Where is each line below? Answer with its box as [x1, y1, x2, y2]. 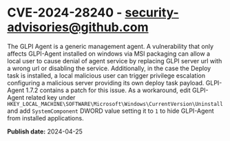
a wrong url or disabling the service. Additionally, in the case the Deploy [7, 64, 211, 72]
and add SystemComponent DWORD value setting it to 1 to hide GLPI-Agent [7, 107, 215, 115]
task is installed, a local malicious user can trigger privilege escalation [7, 71, 205, 80]
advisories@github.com [7, 19, 149, 35]
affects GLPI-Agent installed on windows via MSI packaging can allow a [7, 50, 211, 58]
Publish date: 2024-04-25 [7, 127, 83, 135]
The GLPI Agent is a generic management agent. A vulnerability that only [7, 42, 214, 50]
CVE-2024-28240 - [7, 5, 123, 21]
